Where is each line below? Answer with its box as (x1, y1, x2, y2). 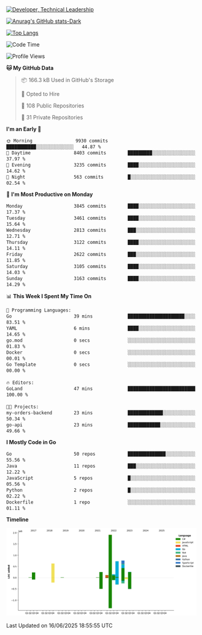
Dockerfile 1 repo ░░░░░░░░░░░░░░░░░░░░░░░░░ (6, 499, 196, 505)
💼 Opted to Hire (21, 91, 60, 97)
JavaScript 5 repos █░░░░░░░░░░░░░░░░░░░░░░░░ (6, 475, 196, 481)
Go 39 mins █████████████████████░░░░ (6, 313, 196, 319)
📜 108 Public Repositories (21, 102, 84, 109)
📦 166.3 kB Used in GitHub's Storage (21, 77, 115, 83)
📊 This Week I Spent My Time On (6, 293, 92, 299)
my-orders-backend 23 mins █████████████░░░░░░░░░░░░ (6, 410, 196, 416)
